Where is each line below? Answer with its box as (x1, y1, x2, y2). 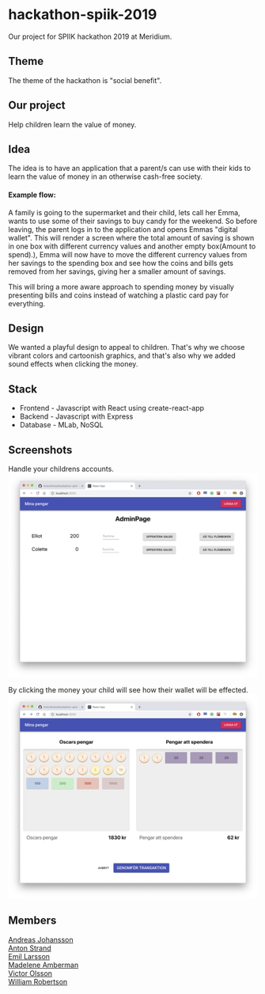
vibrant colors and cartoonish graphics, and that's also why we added (8, 351, 236, 361)
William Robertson (8, 977, 68, 986)
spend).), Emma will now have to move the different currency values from (8, 249, 248, 259)
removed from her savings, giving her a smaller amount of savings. (8, 267, 226, 276)
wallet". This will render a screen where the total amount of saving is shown (8, 233, 255, 242)
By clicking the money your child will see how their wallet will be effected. (8, 685, 248, 694)
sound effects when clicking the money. (8, 359, 138, 369)
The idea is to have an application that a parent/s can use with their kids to (8, 164, 252, 173)
